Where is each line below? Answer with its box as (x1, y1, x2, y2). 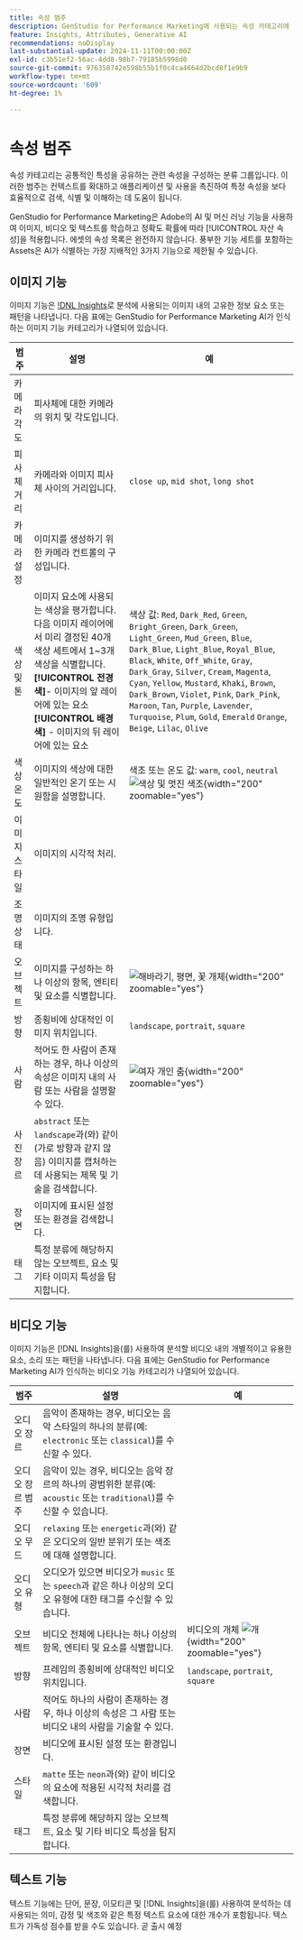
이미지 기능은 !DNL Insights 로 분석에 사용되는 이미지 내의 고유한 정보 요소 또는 (9, 300, 286, 311)
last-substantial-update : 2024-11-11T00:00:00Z (9, 47, 192, 56)
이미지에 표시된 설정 (33, 1199, 115, 1212)
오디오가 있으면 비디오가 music (41, 1566, 165, 1579)
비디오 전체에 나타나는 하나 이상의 (41, 1628, 178, 1640)
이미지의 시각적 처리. (33, 847, 116, 860)
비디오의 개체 (186, 1623, 240, 1636)
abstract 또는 (33, 1115, 90, 1128)
